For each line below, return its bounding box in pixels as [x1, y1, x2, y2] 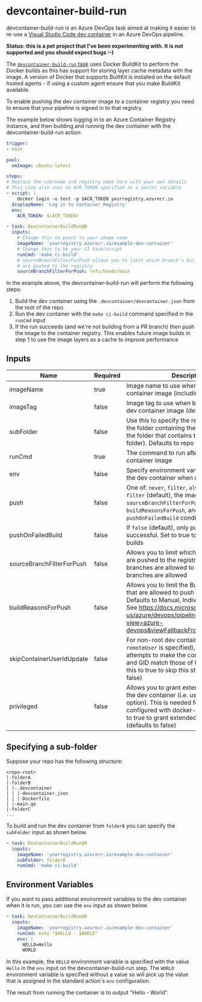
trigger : [6, 140, 28, 146]
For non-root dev [126, 636, 176, 644]
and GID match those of [126, 659, 194, 667]
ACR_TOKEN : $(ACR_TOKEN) [17, 212, 79, 219]
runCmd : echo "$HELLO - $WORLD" [17, 930, 98, 936]
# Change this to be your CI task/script [17, 246, 122, 252]
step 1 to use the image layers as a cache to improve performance [14, 336, 179, 343]
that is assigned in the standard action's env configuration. [6, 977, 151, 984]
